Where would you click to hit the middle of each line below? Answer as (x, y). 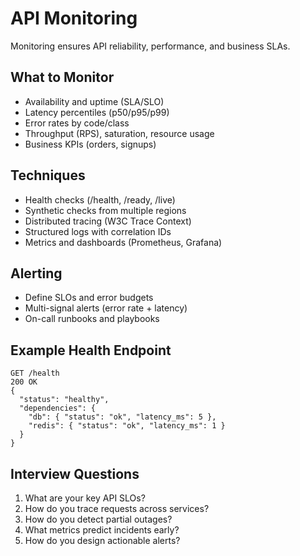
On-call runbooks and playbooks (92, 319)
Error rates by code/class (77, 123)
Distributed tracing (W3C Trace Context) (108, 221)
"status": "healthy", (64, 400)
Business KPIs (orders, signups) (90, 144)
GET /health (35, 373)
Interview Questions (75, 473)
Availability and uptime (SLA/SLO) (94, 101)
